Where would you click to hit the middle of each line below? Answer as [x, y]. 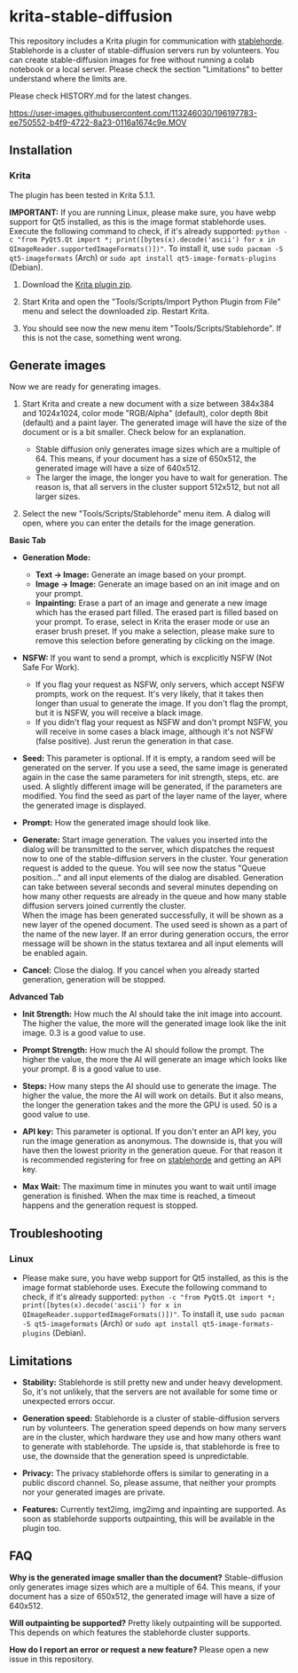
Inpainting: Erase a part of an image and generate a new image [151, 603]
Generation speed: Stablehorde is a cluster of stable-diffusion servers [151, 1418]
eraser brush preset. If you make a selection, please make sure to [155, 631]
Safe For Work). [51, 667]
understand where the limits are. [68, 78]
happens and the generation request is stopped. [110, 1205]
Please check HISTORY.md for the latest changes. [101, 96]
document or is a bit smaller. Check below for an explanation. [134, 432]
